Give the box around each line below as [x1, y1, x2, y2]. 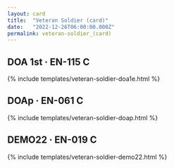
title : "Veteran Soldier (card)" [7, 17, 109, 24]
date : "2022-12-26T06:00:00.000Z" [7, 23, 115, 30]
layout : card [7, 10, 46, 18]
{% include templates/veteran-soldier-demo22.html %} [7, 153, 168, 161]
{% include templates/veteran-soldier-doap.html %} [7, 113, 159, 122]
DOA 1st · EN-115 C [7, 56, 90, 67]
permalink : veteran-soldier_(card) [7, 30, 112, 37]
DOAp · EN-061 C [7, 95, 84, 107]
